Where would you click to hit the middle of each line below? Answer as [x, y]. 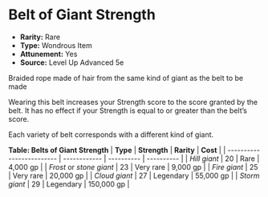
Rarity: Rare [40, 37]
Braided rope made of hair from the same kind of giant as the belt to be [126, 78]
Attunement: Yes [49, 54]
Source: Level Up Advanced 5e [72, 62]
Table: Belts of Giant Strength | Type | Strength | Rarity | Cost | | [117, 150]
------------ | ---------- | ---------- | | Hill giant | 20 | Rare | [161, 159]
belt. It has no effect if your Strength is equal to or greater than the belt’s [128, 111]
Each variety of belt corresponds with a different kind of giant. [111, 135]
